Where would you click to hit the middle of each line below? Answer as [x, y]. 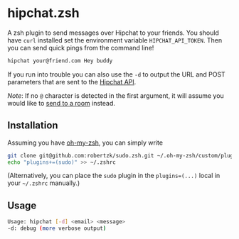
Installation [33, 126]
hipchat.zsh [43, 13]
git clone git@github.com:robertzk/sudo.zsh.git [81, 155]
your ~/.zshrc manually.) [44, 183]
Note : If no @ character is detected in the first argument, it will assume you [116, 95]
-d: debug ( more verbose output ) [57, 228]
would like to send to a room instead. [62, 103]
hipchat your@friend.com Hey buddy [60, 61]
